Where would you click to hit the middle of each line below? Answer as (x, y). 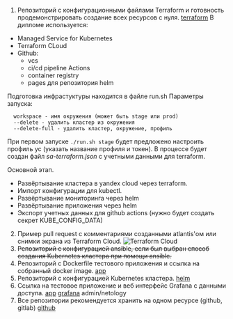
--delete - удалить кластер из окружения (74, 123)
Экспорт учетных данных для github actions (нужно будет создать (116, 213)
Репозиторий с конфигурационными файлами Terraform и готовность (121, 10)
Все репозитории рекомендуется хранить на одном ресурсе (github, (120, 300)
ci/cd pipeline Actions (59, 68)
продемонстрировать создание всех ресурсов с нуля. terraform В (115, 17)
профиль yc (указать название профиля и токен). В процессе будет (107, 149)
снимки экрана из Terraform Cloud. (69, 241)
